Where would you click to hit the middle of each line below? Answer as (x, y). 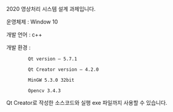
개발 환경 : (19, 48)
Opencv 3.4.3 (45, 91)
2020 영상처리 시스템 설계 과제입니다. (51, 9)
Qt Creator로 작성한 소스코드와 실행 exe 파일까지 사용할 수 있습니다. (87, 103)
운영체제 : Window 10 (32, 22)
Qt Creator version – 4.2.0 (63, 70)
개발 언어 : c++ (24, 35)
